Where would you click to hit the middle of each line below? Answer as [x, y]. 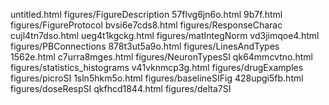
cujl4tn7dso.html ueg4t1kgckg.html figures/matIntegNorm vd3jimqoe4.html [165, 35]
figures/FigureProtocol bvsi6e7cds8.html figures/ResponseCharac [146, 25]
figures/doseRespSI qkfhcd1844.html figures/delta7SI [121, 88]
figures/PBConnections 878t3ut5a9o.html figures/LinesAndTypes [145, 46]
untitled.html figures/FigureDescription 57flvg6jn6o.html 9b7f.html [146, 14]
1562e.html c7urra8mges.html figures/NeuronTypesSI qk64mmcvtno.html [161, 57]
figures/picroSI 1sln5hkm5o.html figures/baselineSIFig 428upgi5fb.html [157, 78]
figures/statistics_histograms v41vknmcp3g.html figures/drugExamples [157, 67]
